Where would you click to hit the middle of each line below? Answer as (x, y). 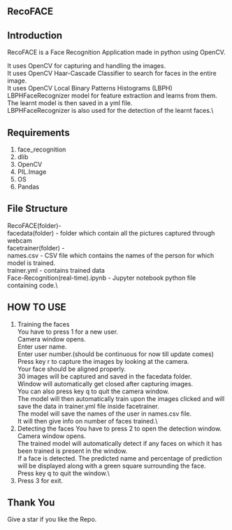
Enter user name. (42, 346)
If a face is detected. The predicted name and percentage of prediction (119, 458)
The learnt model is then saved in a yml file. (70, 103)
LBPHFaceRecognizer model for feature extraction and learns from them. (113, 96)
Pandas (28, 187)
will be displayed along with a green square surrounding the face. (111, 466)
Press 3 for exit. (40, 480)
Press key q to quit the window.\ (64, 473)
